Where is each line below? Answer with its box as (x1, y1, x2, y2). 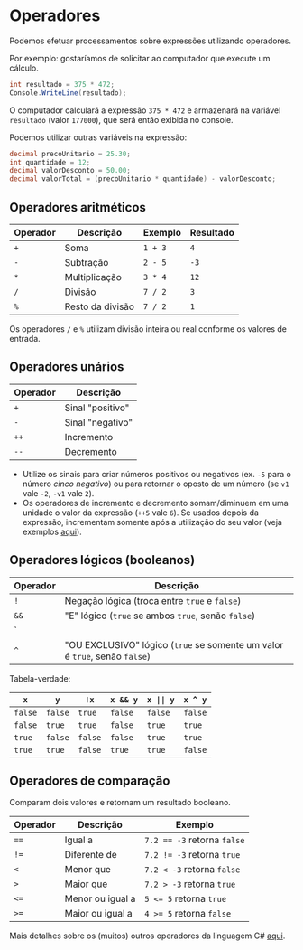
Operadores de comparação (9, 774, 170, 789)
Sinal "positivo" (64, 401, 130, 414)
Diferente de (64, 849, 117, 861)
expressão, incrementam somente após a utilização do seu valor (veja (22, 516, 282, 527)
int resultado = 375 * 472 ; (9, 80, 115, 89)
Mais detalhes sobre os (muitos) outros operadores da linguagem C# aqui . (9, 930, 286, 941)
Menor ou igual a (64, 892, 136, 905)
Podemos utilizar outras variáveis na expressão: (9, 132, 188, 143)
